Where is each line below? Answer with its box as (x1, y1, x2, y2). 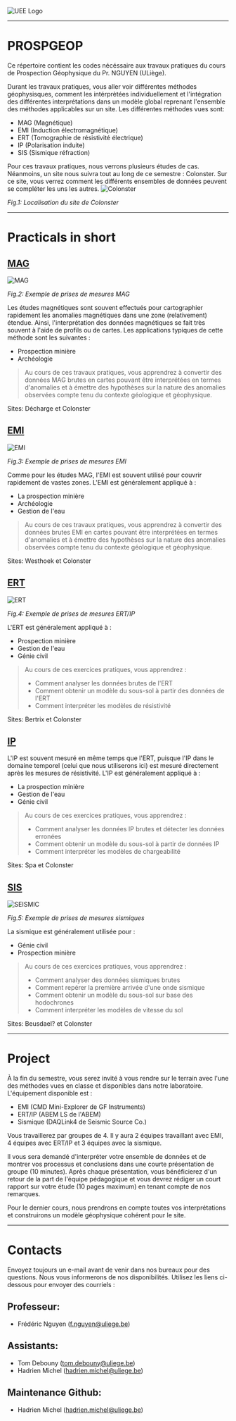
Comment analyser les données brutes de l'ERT (34, 678, 173, 687)
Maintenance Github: (7, 1386, 102, 1398)
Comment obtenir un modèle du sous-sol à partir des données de (34, 686, 225, 695)
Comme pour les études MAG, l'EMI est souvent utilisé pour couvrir (7, 471, 202, 479)
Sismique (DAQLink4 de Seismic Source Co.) (17, 1117, 147, 1127)
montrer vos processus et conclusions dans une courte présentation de (7, 1160, 214, 1169)
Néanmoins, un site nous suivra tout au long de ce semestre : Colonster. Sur (7, 169, 228, 178)
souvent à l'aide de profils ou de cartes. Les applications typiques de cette (7, 325, 223, 334)
